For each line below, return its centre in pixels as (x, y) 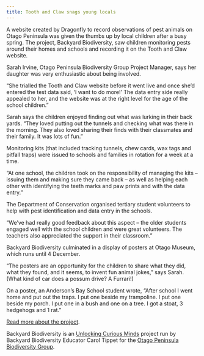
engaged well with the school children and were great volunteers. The (94, 229)
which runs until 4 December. (43, 253)
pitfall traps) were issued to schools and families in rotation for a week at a (100, 154)
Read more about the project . (43, 322)
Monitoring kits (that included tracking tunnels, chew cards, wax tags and (99, 148)
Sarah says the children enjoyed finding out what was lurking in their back (99, 117)
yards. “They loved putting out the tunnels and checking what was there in (100, 123)
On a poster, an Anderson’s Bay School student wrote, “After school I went (100, 290)
